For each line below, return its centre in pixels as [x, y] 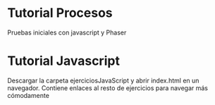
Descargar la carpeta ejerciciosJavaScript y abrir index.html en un [103, 80]
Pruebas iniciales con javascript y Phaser [67, 32]
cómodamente [28, 95]
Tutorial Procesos [60, 13]
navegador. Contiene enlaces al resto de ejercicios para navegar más [108, 88]
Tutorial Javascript [63, 61]
